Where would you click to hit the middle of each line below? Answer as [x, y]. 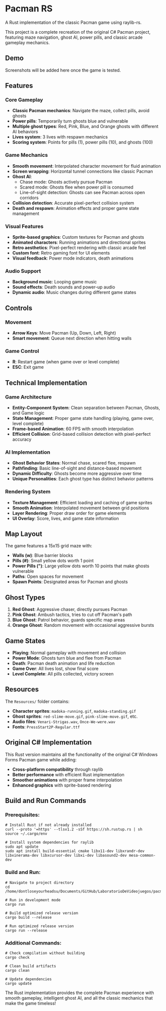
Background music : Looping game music [55, 282]
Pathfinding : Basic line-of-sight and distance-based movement [77, 468]
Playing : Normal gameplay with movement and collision [69, 653]
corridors [29, 198]
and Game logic [28, 413]
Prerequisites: [22, 814]
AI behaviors [25, 132]
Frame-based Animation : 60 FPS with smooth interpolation [73, 429]
